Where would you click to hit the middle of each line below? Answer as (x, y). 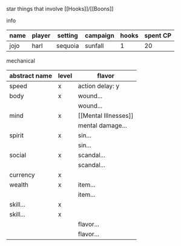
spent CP (158, 36)
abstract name (31, 76)
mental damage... (102, 125)
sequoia (68, 46)
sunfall (94, 46)
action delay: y (99, 86)
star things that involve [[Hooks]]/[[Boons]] (60, 9)
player (41, 36)
